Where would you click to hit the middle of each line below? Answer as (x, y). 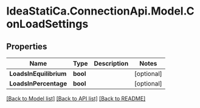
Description (111, 63)
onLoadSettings (47, 24)
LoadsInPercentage (38, 83)
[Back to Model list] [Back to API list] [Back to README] (76, 99)
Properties (27, 46)
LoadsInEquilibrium (38, 74)
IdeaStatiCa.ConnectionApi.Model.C (100, 11)
